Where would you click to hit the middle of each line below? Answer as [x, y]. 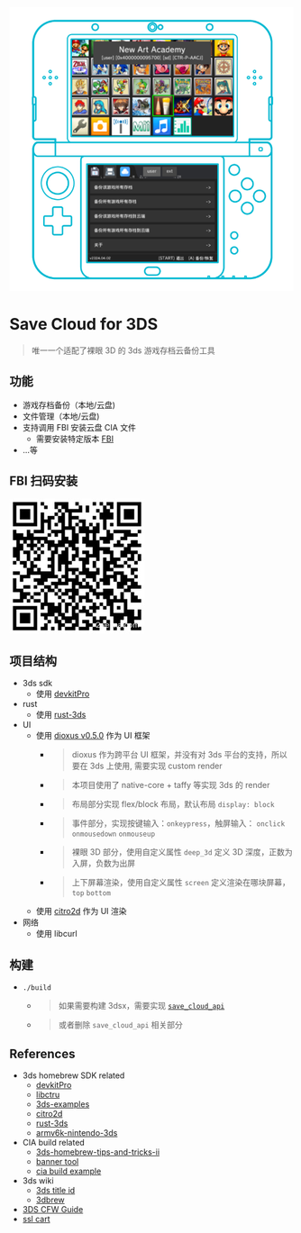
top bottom [91, 893]
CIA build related [54, 1142]
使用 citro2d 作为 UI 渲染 [82, 911]
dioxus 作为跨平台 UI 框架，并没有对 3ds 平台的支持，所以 [180, 755]
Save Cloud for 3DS [84, 325]
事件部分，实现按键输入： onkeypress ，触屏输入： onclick [178, 823]
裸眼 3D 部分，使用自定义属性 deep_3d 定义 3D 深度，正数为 [182, 852]
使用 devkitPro [63, 694]
